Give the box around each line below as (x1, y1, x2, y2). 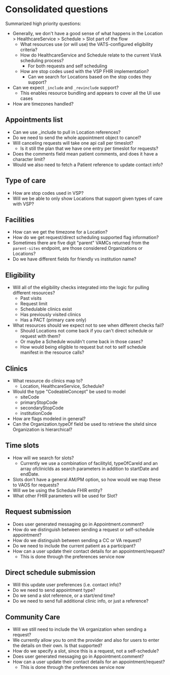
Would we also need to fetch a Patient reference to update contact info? (12, 162, 163, 168)
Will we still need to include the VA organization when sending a (12, 626, 147, 633)
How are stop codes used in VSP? (12, 190, 84, 196)
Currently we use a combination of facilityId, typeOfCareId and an (20, 460, 158, 466)
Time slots (5, 441, 39, 450)
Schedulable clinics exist (20, 306, 72, 312)
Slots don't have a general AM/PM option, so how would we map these (12, 476, 161, 482)
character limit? (12, 156, 46, 162)
